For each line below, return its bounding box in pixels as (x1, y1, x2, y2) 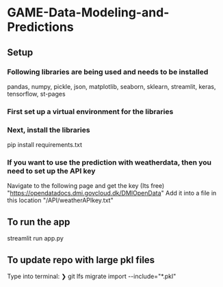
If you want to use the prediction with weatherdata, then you (7, 158, 212, 167)
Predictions (7, 19, 74, 35)
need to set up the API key (7, 166, 96, 176)
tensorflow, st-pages (7, 90, 66, 98)
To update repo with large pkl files (7, 254, 155, 266)
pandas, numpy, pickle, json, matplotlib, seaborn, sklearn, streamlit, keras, (7, 82, 216, 90)
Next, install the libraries (7, 125, 90, 135)
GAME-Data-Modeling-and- (7, 5, 170, 20)
